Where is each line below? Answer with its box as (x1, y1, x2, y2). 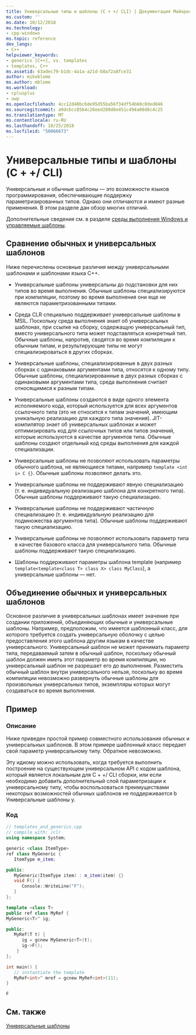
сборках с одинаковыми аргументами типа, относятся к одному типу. (14, 366, 190, 373)
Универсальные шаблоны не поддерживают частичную (14, 504, 155, 511)
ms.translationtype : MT (6, 112, 64, 118)
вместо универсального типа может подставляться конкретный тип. (14, 329, 187, 337)
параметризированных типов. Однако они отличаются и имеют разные (6, 197, 185, 205)
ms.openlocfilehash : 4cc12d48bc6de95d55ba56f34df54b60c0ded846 (6, 101, 163, 107)
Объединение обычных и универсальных (6, 588, 167, 598)
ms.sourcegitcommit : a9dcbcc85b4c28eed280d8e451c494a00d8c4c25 (6, 107, 163, 112)
